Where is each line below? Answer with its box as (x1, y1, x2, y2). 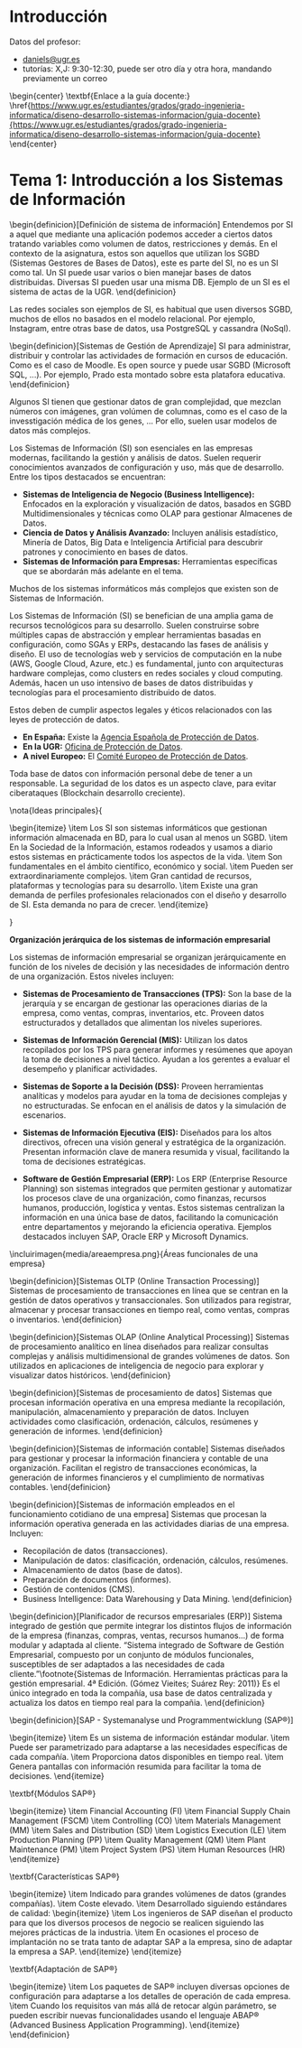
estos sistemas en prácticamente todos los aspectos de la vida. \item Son (9, 851, 283, 861)
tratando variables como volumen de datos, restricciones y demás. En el (9, 237, 278, 249)
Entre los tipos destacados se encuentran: (9, 471, 167, 482)
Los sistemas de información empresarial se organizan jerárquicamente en (9, 951, 287, 963)
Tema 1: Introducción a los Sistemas (9, 170, 284, 191)
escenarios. (22, 1109, 67, 1121)
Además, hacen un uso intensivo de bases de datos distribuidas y (9, 677, 254, 688)
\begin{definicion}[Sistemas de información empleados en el (9, 1499, 235, 1510)
